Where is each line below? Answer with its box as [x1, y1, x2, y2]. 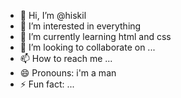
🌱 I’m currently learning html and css [19, 31, 172, 42]
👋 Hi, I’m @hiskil [19, 10, 87, 21]
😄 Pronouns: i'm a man [19, 67, 117, 79]
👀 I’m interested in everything [19, 20, 142, 32]
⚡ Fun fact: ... [19, 78, 75, 90]
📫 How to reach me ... [19, 53, 113, 64]
